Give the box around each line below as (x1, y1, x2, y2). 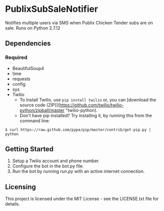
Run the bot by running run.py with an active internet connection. (12, 169, 145, 175)
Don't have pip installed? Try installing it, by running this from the (19, 112, 152, 118)
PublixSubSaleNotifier (5, 3, 98, 15)
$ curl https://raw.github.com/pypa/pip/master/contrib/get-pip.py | (5, 127, 152, 132)
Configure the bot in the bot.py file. (12, 163, 84, 169)
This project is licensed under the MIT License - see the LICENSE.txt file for (5, 196, 159, 202)
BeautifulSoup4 (12, 65, 44, 71)
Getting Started (5, 145, 54, 153)
